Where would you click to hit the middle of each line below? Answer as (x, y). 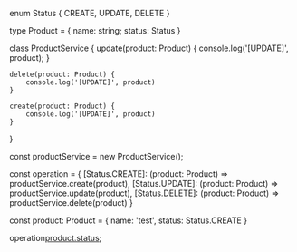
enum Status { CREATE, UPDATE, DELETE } (90, 13)
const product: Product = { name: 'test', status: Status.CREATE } (128, 220)
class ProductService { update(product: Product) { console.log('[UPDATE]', (149, 48)
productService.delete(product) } (71, 203)
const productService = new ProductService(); (96, 156)
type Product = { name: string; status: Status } (95, 30)
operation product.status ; (56, 238)
